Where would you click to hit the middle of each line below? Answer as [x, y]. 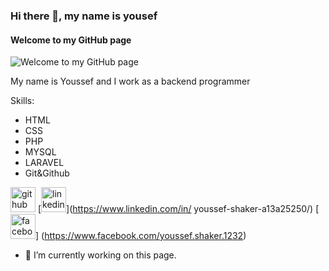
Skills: [22, 101]
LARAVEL [44, 163]
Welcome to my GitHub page [71, 40]
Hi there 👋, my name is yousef [84, 16]
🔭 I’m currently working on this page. [100, 255]
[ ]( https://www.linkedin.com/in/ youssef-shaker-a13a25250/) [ [178, 209]
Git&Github [47, 173]
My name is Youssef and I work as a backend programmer [130, 81]
